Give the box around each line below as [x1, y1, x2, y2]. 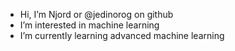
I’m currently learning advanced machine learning [19, 30, 225, 41]
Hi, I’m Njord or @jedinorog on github [19, 9, 174, 20]
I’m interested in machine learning [19, 19, 160, 31]
